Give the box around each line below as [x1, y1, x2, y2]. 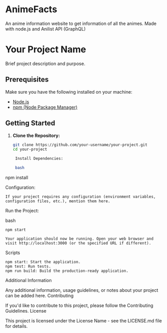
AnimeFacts [5, 4, 58, 15]
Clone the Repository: [12, 132, 60, 138]
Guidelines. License [5, 308, 47, 314]
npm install [5, 175, 29, 180]
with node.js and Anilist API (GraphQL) [5, 25, 86, 32]
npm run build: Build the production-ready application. [5, 268, 129, 273]
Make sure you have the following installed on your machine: [5, 89, 132, 95]
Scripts [5, 249, 20, 256]
